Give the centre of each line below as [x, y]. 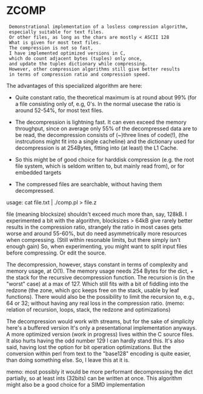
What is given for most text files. [55, 42]
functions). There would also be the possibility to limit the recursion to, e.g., [101, 296]
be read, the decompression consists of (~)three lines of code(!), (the [102, 135]
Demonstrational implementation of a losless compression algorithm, [98, 27]
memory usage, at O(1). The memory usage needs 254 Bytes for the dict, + [100, 271]
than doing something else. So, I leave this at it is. [68, 360]
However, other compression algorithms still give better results [95, 69]
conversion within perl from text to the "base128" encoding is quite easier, [99, 353]
